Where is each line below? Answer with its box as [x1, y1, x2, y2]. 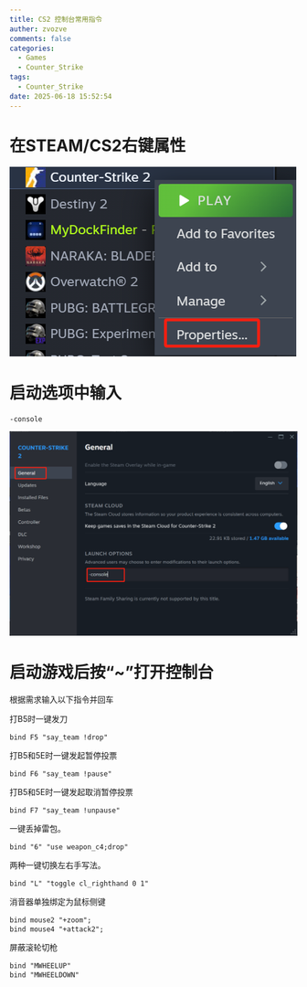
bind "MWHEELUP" [9, 961, 71, 971]
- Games [17, 53, 48, 63]
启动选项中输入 [9, 382, 122, 403]
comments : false [9, 34, 71, 43]
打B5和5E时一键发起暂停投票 [9, 750, 118, 761]
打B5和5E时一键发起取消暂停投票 [9, 787, 134, 798]
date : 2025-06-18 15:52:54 [9, 91, 112, 101]
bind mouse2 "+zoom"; [9, 916, 92, 925]
